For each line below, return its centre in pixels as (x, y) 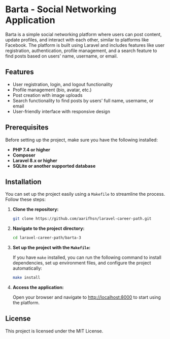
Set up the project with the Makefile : (52, 248)
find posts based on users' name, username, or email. (62, 56)
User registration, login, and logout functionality (62, 84)
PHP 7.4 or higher (31, 149)
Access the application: (38, 287)
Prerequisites (27, 128)
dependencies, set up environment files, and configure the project (82, 263)
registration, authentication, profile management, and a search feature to (81, 50)
